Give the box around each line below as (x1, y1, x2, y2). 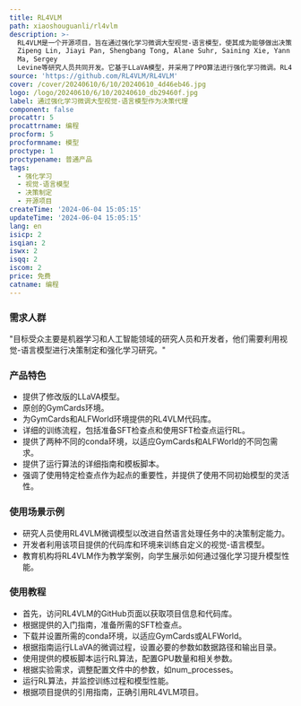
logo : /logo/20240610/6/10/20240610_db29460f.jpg (9, 88, 199, 97)
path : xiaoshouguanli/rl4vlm (9, 22, 118, 31)
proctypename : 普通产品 (9, 154, 92, 164)
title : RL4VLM (9, 13, 63, 22)
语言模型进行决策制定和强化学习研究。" (21, 344, 166, 355)
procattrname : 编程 (9, 122, 80, 131)
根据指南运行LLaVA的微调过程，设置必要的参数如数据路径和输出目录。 (21, 641, 282, 652)
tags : (9, 163, 30, 172)
